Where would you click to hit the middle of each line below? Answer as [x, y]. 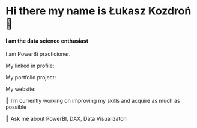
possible [16, 107]
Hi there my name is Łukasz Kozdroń [98, 11]
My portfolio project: [31, 78]
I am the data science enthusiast [47, 41]
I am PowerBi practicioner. [38, 54]
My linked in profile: [30, 66]
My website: [21, 89]
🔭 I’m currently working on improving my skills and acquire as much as [93, 101]
